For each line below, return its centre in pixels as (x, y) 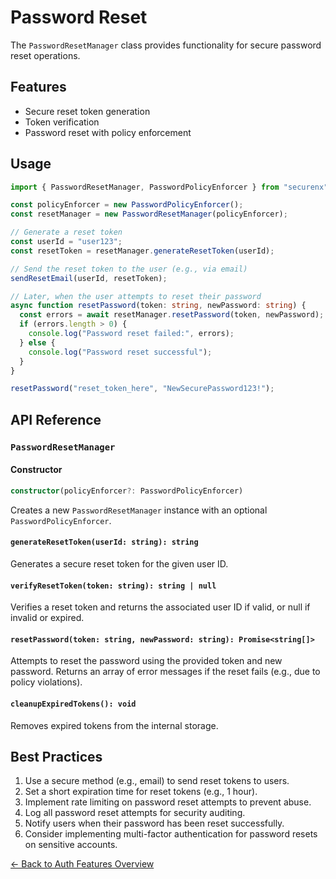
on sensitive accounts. (71, 845)
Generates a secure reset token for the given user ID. (119, 563)
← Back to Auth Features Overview (82, 864)
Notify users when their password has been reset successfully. (154, 823)
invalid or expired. (47, 618)
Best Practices (56, 756)
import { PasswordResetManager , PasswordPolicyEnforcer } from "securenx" (169, 187)
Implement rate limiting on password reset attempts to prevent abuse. (168, 802)
